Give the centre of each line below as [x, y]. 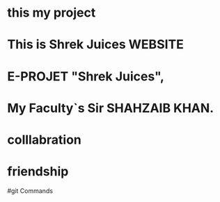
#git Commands [30, 191]
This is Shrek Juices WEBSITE [96, 45]
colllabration [45, 140]
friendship [38, 172]
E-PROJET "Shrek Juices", [86, 76]
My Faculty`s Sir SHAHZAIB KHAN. [111, 108]
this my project [52, 13]
